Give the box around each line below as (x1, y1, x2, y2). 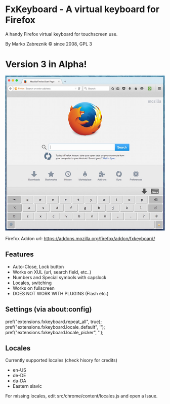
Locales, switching (12, 280, 52, 286)
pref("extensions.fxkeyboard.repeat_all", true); (5, 319, 102, 325)
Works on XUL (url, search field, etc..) (12, 269, 92, 275)
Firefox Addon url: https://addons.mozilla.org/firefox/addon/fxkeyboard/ (5, 236, 155, 241)
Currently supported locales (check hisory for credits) (5, 357, 118, 364)
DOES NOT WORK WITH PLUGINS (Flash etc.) (12, 290, 109, 296)
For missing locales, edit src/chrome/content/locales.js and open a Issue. (5, 393, 158, 399)
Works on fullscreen (12, 285, 55, 291)
